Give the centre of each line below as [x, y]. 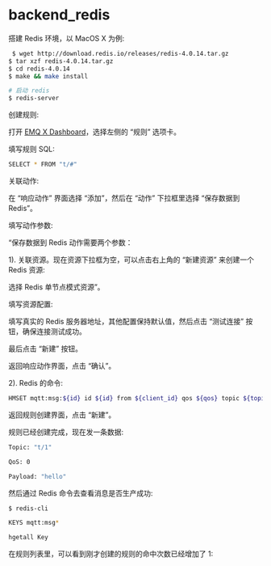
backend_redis [59, 15]
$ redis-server [34, 99]
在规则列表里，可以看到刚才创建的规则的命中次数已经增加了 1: [111, 554]
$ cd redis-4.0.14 [39, 69]
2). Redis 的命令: [35, 383]
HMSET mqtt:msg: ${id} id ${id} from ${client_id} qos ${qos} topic [124, 399]
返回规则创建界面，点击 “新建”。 [62, 415]
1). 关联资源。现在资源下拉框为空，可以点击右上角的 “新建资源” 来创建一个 [131, 260]
